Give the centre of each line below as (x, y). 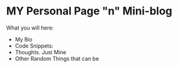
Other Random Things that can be (57, 58)
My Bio (24, 39)
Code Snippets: (34, 46)
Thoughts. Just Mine (41, 52)
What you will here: (30, 28)
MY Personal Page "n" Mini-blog (89, 11)
